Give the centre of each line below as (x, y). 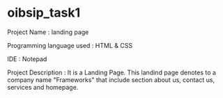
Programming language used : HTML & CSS (70, 45)
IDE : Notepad (27, 59)
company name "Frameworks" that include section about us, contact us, (111, 80)
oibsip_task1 (44, 13)
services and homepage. (43, 87)
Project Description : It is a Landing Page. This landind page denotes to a (111, 72)
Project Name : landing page (48, 32)
